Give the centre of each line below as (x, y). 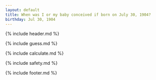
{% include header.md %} (32, 34)
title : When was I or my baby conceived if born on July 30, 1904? (78, 15)
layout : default (22, 10)
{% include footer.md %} (31, 73)
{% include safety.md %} (32, 63)
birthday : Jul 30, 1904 (30, 19)
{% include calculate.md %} (35, 53)
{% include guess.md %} (31, 44)
